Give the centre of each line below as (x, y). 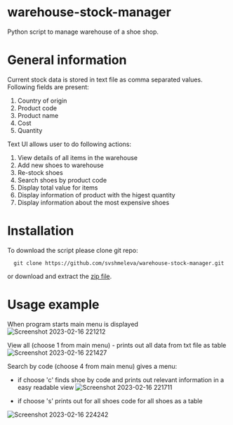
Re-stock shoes (40, 172)
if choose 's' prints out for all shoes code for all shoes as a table (110, 400)
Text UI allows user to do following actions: (69, 144)
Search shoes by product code (62, 180)
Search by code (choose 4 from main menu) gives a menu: (92, 366)
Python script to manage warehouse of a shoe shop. (83, 32)
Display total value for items (58, 188)
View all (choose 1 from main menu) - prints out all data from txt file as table (117, 345)
